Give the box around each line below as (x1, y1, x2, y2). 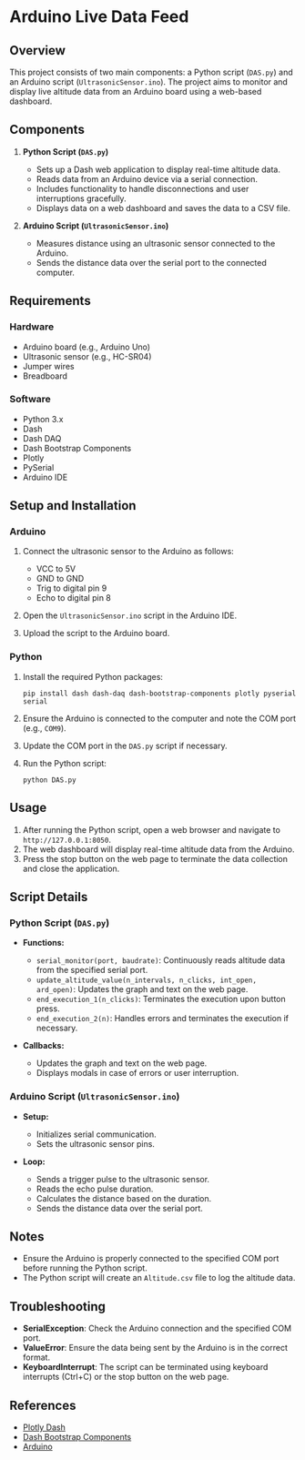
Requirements (9, 293, 91, 309)
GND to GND (36, 573, 85, 584)
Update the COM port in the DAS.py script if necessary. (22, 740, 228, 751)
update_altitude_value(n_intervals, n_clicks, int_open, (36, 976, 258, 985)
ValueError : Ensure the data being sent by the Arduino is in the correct (22, 1343, 289, 1354)
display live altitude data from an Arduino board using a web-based (9, 86, 262, 96)
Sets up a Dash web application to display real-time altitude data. (36, 164, 280, 175)
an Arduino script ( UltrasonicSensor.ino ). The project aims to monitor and (9, 76, 289, 87)
